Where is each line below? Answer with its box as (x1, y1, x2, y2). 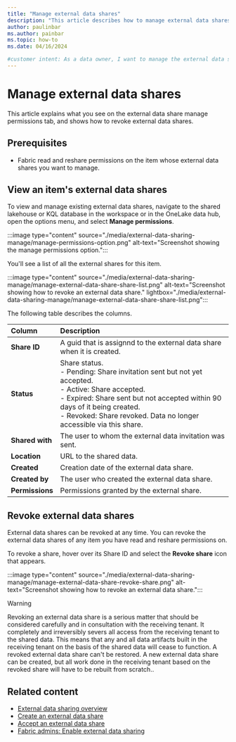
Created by (11, 474, 49, 484)
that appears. (7, 557, 46, 565)
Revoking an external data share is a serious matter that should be (7, 613, 199, 622)
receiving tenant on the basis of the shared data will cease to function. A (7, 643, 218, 651)
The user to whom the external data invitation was (60, 431, 225, 441)
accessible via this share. (60, 420, 143, 429)
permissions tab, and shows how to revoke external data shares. (7, 117, 194, 125)
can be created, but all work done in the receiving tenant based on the (7, 658, 211, 666)
